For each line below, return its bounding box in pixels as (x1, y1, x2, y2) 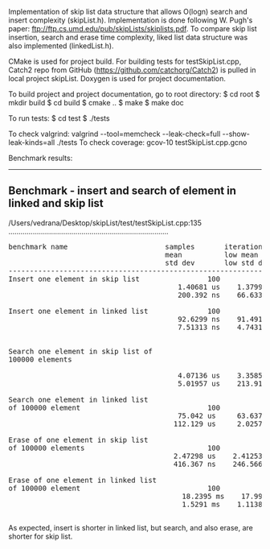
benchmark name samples (8, 241, 195, 251)
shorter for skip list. (8, 531, 73, 541)
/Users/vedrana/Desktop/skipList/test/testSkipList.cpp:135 (8, 217, 202, 228)
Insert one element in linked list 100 (8, 306, 221, 316)
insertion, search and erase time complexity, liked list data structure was (8, 32, 248, 42)
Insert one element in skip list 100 (8, 274, 221, 283)
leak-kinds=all (8, 138, 55, 147)
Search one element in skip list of (8, 346, 153, 356)
